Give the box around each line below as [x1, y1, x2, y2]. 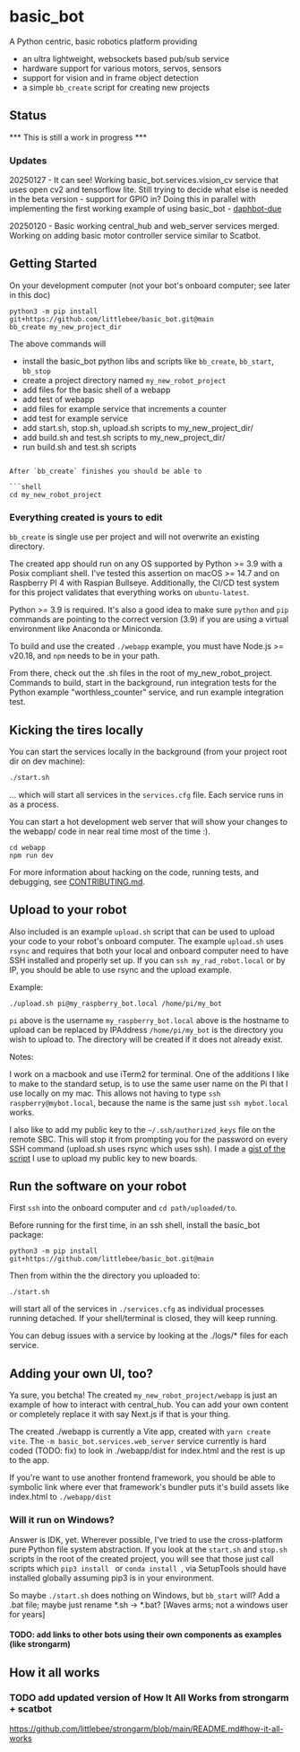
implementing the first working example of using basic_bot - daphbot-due [9, 204, 282, 215]
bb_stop [21, 366, 51, 376]
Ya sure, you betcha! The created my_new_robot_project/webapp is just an [9, 1389, 278, 1401]
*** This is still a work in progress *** [9, 132, 148, 143]
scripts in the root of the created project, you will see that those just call [9, 1553, 275, 1564]
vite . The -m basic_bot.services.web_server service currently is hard [9, 1436, 267, 1447]
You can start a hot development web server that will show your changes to [9, 816, 288, 827]
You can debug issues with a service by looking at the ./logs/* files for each [9, 1330, 288, 1341]
